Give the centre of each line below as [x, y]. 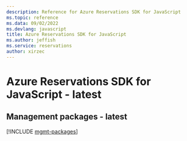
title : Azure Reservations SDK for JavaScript [66, 35]
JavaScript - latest [54, 94]
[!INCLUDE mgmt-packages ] [42, 131]
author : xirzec [26, 52]
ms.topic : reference [33, 18]
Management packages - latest [67, 117]
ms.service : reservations [39, 46]
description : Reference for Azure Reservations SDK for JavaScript [94, 12]
